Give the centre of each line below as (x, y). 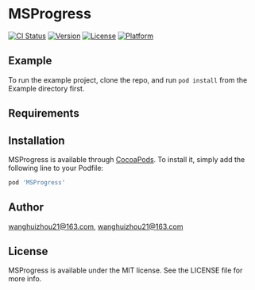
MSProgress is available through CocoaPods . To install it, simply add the (127, 159)
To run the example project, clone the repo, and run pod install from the (128, 79)
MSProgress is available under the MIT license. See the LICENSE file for (126, 270)
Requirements (44, 113)
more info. (25, 279)
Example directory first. (46, 88)
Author (26, 207)
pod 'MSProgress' (37, 182)
